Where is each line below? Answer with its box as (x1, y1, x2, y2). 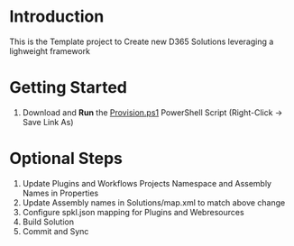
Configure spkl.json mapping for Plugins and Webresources (22, 206, 245, 217)
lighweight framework (9, 45, 91, 56)
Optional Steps (9, 149, 124, 169)
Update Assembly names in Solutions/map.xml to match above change (22, 196, 286, 208)
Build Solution (22, 216, 75, 227)
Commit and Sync (22, 225, 89, 236)
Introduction (9, 6, 105, 27)
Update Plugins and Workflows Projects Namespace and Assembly (22, 178, 272, 188)
